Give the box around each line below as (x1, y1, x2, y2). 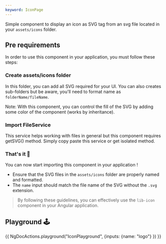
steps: (5, 59, 18, 65)
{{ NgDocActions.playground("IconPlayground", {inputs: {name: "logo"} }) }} (5, 233, 162, 239)
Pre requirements (5, 41, 61, 49)
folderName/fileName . (5, 93, 49, 100)
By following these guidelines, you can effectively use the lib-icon (17, 197, 155, 203)
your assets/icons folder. (5, 26, 57, 32)
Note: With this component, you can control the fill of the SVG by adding (5, 103, 154, 109)
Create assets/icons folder (5, 72, 71, 79)
